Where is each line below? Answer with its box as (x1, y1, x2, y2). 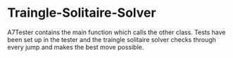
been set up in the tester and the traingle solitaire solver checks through (7, 35, 217, 43)
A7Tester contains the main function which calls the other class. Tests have (7, 28, 227, 36)
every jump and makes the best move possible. (7, 43, 144, 51)
